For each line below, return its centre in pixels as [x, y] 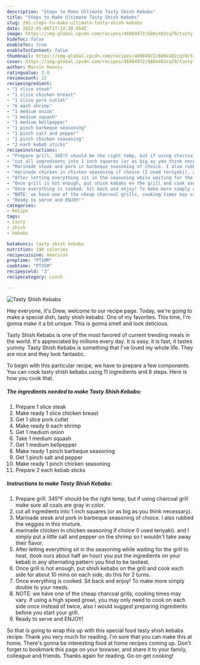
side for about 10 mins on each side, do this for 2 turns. [83, 575]
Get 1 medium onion [40, 432]
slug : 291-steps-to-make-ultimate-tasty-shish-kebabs [75, 23]
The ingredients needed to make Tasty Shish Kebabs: [74, 392]
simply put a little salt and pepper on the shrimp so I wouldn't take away [103, 536]
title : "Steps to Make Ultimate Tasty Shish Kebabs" [73, 17]
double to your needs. [42, 587]
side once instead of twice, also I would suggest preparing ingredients [101, 606]
